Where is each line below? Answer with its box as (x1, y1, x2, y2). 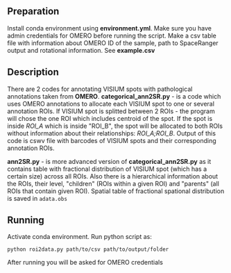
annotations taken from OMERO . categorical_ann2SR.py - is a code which (7, 92, 221, 100)
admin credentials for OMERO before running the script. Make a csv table (7, 31, 217, 40)
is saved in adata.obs (7, 194, 68, 202)
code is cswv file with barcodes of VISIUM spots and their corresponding (7, 136, 216, 144)
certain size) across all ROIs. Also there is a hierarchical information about (7, 172, 219, 180)
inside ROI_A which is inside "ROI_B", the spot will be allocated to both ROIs (7, 122, 223, 130)
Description (7, 66, 59, 78)
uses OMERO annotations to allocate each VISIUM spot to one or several (7, 99, 215, 108)
